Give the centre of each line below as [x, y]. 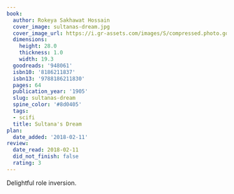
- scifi [24, 117]
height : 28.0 [38, 46]
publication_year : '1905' [51, 91]
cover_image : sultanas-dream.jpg [61, 27]
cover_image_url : [38, 33]
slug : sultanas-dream [44, 98]
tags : [21, 111]
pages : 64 [27, 85]
